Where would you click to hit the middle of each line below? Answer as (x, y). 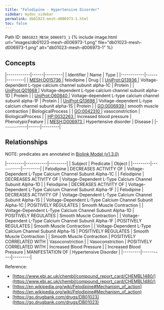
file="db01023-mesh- (120, 43)
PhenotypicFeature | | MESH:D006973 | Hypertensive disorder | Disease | (79, 122)
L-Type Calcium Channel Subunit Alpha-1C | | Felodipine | (86, 174)
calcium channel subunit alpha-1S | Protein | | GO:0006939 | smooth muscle (82, 106)
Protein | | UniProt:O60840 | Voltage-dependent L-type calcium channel (86, 95)
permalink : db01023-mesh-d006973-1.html (47, 19)
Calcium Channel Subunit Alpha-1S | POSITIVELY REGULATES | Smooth (77, 231)
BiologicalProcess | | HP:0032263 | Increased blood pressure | (68, 117)
